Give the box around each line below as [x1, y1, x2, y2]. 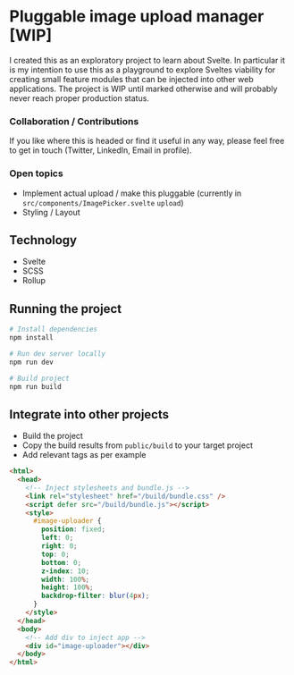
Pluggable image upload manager [9, 6, 265, 27]
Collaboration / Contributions [9, 114, 139, 127]
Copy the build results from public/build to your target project [21, 440, 253, 451]
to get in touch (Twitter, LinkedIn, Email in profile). [9, 145, 192, 156]
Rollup [21, 275, 46, 286]
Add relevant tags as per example [21, 450, 147, 460]
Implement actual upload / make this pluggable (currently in [21, 188, 242, 198]
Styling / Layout [21, 207, 80, 217]
